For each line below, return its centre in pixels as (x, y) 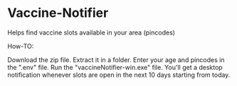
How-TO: (21, 46)
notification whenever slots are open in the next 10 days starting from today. (119, 75)
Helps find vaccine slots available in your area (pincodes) (91, 32)
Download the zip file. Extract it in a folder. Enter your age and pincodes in (116, 60)
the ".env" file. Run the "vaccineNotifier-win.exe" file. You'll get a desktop (115, 67)
